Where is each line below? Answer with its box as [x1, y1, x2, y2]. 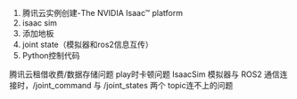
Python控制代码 [21, 50, 80, 60]
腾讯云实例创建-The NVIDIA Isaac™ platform [21, 8, 183, 18]
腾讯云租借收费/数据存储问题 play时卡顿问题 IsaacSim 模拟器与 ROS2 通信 [9, 69, 280, 80]
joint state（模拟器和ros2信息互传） [21, 39, 153, 49]
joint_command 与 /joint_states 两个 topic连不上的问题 [35, 80, 234, 90]
